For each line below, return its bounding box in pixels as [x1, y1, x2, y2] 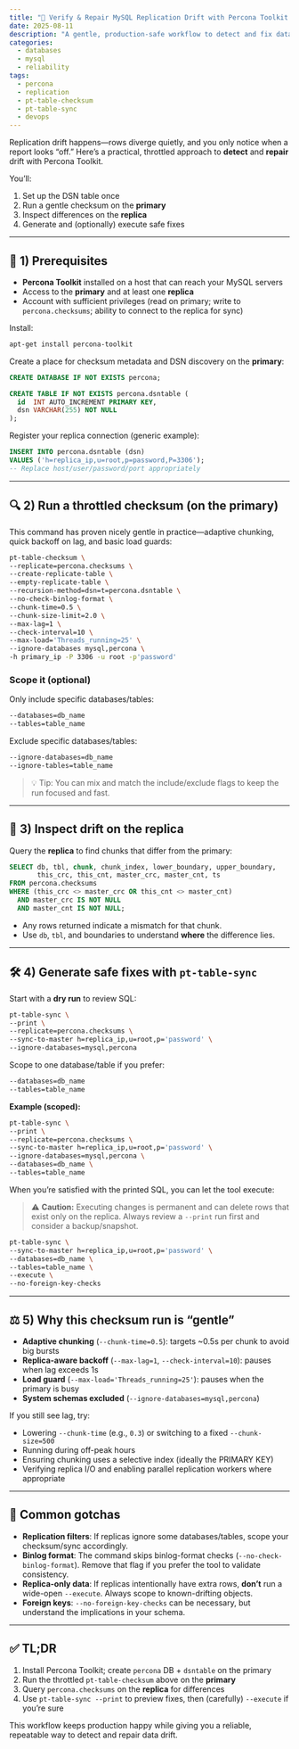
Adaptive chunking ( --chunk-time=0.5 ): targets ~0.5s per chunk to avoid [21, 1335, 290, 1347]
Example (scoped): [9, 1101, 81, 1111]
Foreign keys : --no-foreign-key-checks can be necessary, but [21, 1597, 251, 1608]
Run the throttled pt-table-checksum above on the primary [21, 1674, 236, 1685]
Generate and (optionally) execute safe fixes [21, 219, 185, 230]
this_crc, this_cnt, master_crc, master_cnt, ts [36, 870, 221, 879]
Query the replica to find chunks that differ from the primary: [9, 845, 233, 856]
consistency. [21, 1569, 69, 1580]
